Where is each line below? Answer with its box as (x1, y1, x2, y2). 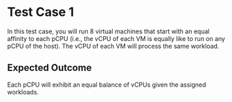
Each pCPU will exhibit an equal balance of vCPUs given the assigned (7, 80, 206, 89)
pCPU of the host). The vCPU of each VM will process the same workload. (7, 42, 220, 50)
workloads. (7, 87, 39, 96)
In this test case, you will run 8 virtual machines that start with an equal (7, 27, 210, 35)
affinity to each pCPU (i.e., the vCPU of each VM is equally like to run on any (7, 34, 226, 42)
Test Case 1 (7, 4, 74, 20)
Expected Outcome (7, 62, 92, 74)
